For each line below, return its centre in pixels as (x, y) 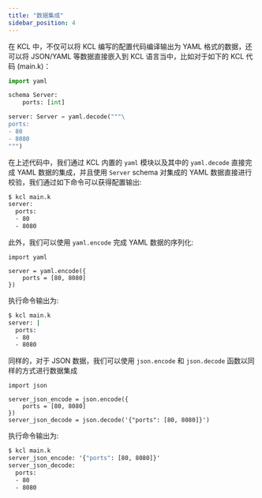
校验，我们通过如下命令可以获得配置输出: (75, 182)
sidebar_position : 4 (42, 23)
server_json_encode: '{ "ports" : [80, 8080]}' (84, 459)
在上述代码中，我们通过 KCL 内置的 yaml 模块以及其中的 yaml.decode (119, 162)
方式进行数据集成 (49, 371)
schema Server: (33, 95)
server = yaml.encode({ (47, 271)
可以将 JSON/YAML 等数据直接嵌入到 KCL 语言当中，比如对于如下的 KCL (126, 56)
